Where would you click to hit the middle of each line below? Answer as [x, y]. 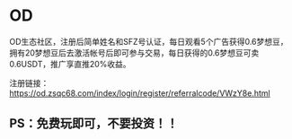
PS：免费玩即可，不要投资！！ [94, 123]
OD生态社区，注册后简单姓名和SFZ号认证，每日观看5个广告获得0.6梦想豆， [149, 41]
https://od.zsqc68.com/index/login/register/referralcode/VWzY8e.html [140, 93]
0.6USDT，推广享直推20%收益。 [71, 64]
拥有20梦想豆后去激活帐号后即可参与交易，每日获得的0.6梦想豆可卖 [134, 52]
